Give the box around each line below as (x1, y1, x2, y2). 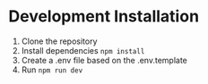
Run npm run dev (21, 64, 83, 75)
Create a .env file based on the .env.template (21, 55, 187, 65)
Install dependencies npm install (21, 45, 145, 55)
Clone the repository (21, 36, 98, 46)
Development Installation (8, 6, 199, 27)
